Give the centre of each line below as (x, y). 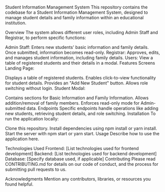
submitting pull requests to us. (36, 169)
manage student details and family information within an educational (74, 18)
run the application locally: (32, 119)
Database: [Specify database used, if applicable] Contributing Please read (81, 159)
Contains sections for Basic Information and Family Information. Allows (77, 98)
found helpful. (19, 184)
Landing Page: (20, 68)
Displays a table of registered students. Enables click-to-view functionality (81, 78)
